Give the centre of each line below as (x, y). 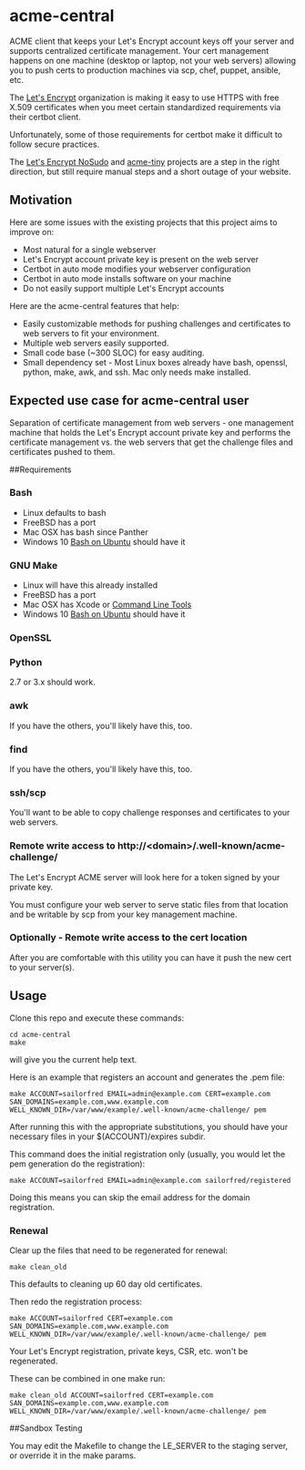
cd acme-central (40, 1034)
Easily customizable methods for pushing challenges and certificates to (157, 324)
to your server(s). (42, 967)
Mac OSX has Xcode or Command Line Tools (107, 605)
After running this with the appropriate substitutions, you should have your (149, 1126)
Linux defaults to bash (64, 512)
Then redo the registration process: (76, 1301)
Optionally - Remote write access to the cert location (128, 938)
